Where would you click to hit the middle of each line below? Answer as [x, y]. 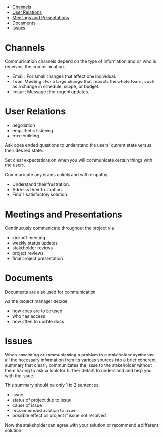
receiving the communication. [35, 66]
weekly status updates [35, 243]
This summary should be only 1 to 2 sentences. [53, 385]
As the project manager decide [36, 301]
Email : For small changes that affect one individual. [64, 76]
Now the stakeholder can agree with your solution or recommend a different [81, 425]
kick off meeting [29, 237]
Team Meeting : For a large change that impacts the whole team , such [83, 81]
